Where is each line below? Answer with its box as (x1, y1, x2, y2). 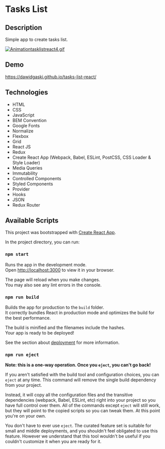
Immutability (12, 170, 38, 176)
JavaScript (12, 112, 35, 118)
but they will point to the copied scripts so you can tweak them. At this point (5, 408, 160, 414)
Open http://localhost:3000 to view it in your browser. (5, 267, 115, 273)
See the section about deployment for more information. (5, 339, 120, 345)
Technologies (5, 88, 49, 97)
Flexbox (12, 133, 29, 139)
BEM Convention (12, 117, 47, 123)
